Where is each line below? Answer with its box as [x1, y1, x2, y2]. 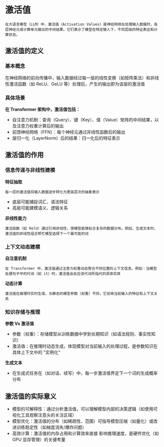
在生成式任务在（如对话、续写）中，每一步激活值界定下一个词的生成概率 [12, 370, 158, 376]
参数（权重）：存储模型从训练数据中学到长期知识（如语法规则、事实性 [12, 331, 151, 337]
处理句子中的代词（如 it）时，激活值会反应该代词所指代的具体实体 [5, 271, 121, 276]
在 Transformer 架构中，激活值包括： [5, 106, 81, 112]
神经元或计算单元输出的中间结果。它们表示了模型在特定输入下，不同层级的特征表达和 [8, 27, 154, 32]
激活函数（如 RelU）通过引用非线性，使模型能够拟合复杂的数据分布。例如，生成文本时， [5, 226, 158, 231]
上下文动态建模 [5, 243, 41, 250]
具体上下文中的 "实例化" [12, 350, 61, 355]
